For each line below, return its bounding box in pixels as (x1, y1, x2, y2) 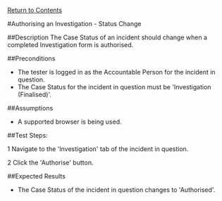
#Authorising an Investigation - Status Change (7, 20, 142, 27)
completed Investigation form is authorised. (7, 41, 134, 48)
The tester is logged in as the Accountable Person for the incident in (17, 68, 216, 76)
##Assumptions (7, 104, 54, 112)
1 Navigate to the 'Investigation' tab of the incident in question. (7, 145, 189, 153)
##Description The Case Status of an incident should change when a (7, 33, 208, 41)
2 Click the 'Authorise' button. (7, 158, 94, 167)
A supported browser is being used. (17, 117, 122, 126)
